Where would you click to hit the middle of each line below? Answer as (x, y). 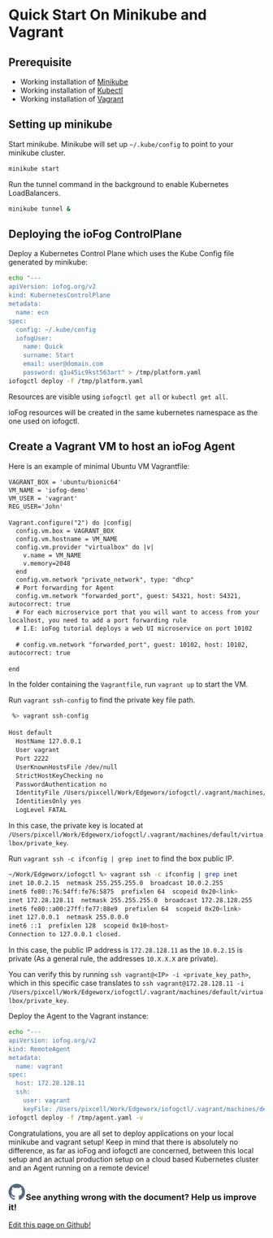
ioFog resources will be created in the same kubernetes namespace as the (133, 412)
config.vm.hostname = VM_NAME (67, 539)
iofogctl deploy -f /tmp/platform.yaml (76, 381)
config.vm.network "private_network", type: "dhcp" (105, 580)
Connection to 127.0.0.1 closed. (65, 935)
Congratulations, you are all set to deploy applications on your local (121, 1133)
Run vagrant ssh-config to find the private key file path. (102, 700)
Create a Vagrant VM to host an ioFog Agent (122, 447)
